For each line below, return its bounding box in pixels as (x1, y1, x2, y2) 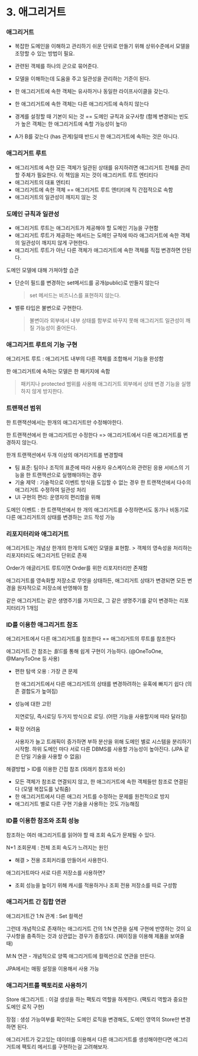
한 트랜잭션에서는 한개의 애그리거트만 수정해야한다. (6, 418, 124, 425)
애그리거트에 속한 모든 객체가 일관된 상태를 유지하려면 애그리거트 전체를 (14, 164, 179, 171)
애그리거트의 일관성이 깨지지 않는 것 (14, 193, 98, 200)
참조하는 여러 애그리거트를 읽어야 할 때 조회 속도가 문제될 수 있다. (6, 831, 156, 839)
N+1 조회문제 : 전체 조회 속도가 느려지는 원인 (6, 844, 109, 851)
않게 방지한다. (31, 388, 64, 395)
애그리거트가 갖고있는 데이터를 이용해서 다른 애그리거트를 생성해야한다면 (6, 1036, 173, 1043)
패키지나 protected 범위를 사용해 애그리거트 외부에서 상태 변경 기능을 (20, 380, 180, 388)
